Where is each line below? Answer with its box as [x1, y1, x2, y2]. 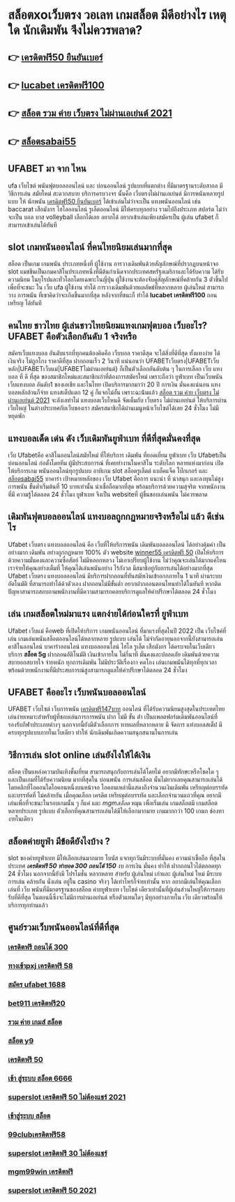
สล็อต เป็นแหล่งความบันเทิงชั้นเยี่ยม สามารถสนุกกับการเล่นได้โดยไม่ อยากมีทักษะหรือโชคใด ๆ [8, 767, 219, 776]
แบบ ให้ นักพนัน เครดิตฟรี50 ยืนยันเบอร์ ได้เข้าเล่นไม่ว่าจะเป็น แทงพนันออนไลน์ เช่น [8, 197, 202, 205]
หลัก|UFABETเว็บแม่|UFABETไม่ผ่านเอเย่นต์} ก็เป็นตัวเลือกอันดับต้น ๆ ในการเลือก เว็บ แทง [8, 365, 222, 373]
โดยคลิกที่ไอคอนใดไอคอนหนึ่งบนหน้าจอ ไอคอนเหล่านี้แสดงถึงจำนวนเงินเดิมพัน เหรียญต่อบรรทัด [8, 783, 228, 792]
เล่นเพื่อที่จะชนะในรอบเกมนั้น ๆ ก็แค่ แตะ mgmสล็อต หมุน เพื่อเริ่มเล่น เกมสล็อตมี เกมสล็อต [8, 799, 218, 807]
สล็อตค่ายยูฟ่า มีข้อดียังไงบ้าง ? [8, 835, 110, 847]
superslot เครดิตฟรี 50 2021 [8, 1186, 97, 1196]
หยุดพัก [8, 412, 25, 420]
